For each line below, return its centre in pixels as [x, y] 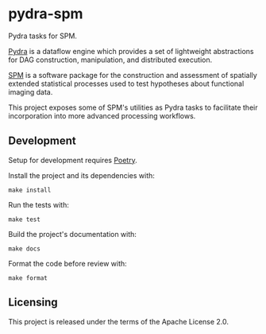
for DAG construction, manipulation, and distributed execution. [110, 60]
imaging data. [31, 91]
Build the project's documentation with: [73, 234]
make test [25, 219]
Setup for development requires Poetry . [73, 160]
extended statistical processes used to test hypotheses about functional [126, 83]
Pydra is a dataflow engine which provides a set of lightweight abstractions [131, 51]
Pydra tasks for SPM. [43, 36]
